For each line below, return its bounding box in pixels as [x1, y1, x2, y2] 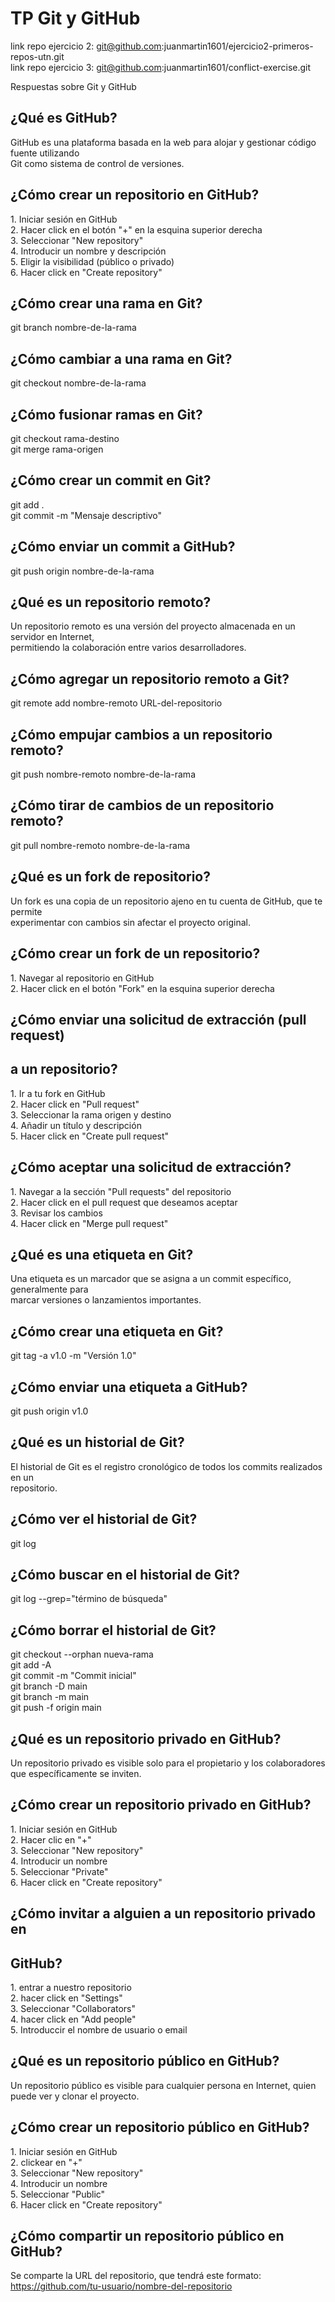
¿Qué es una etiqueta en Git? [10, 1246, 194, 1263]
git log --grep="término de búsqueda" [10, 1593, 168, 1605]
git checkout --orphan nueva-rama [10, 1648, 154, 1661]
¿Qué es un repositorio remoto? [10, 594, 212, 611]
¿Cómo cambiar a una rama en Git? [10, 350, 233, 367]
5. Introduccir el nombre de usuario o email [10, 2024, 188, 2036]
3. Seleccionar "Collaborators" [10, 2003, 137, 2015]
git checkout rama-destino [10, 433, 120, 444]
